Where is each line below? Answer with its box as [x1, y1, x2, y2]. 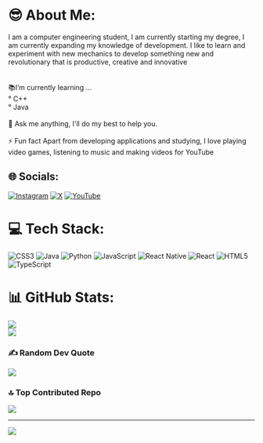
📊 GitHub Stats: [8, 289, 115, 306]
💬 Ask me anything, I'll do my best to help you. [8, 118, 158, 128]
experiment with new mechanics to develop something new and [8, 49, 214, 58]
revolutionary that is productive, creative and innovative [8, 57, 188, 67]
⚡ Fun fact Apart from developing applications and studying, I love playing [8, 136, 247, 145]
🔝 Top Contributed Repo [8, 387, 102, 398]
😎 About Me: [8, 6, 95, 24]
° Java [8, 102, 29, 111]
